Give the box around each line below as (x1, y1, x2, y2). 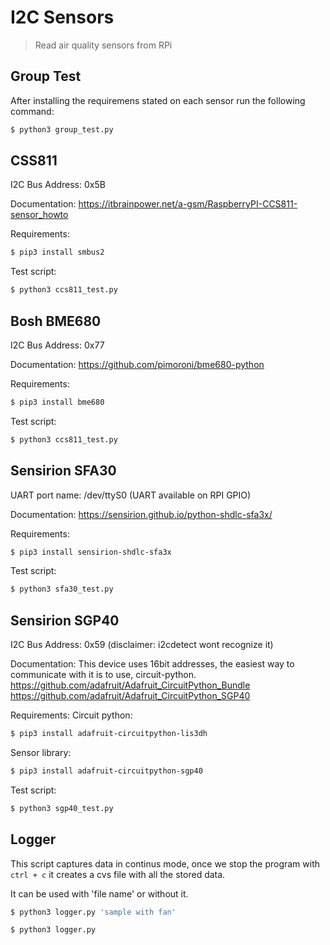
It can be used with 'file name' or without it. (10, 887, 189, 900)
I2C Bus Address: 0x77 (10, 339, 105, 351)
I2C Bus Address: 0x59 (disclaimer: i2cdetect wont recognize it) (10, 639, 274, 651)
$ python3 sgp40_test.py (10, 803, 114, 813)
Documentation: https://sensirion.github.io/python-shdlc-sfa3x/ (10, 508, 273, 520)
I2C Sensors (10, 6, 115, 29)
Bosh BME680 (10, 312, 102, 330)
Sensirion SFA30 (10, 462, 117, 480)
